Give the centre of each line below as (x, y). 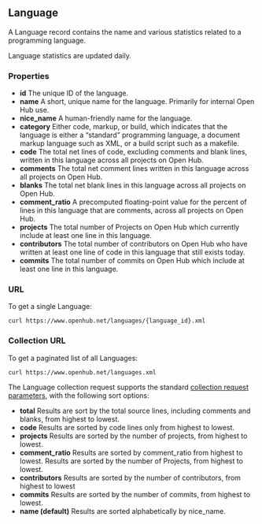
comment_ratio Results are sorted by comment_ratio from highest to (131, 452)
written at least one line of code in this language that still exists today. (132, 252)
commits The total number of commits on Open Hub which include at (132, 261)
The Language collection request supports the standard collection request (129, 387)
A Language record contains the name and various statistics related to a (125, 32)
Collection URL (37, 340)
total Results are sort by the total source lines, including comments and (135, 411)
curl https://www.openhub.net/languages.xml (82, 372)
